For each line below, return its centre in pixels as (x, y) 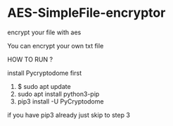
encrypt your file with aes (44, 32)
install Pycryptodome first (45, 73)
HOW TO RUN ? (30, 59)
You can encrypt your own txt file (56, 45)
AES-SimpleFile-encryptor (86, 13)
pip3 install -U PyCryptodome (60, 101)
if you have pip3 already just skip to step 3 (69, 115)
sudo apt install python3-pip (58, 94)
